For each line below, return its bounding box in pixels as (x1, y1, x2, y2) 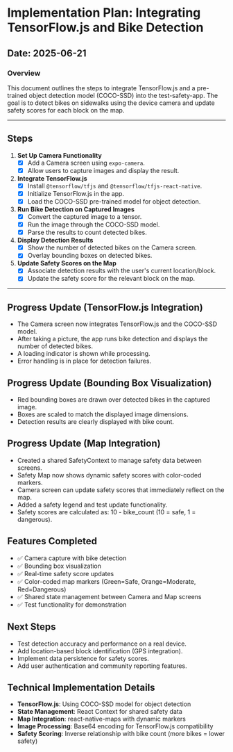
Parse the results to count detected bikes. (27, 228, 147, 237)
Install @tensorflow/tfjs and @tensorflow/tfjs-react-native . (27, 181, 202, 190)
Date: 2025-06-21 (7, 47, 87, 59)
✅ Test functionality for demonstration (17, 600, 127, 609)
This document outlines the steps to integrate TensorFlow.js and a (7, 83, 196, 92)
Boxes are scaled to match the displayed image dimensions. (17, 410, 189, 418)
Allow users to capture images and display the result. (27, 166, 180, 174)
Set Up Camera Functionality (17, 151, 102, 159)
